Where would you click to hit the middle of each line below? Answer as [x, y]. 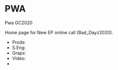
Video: [19, 58]
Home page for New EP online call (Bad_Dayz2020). [59, 32]
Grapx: [19, 53]
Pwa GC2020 [19, 23]
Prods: [19, 42]
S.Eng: [19, 47]
